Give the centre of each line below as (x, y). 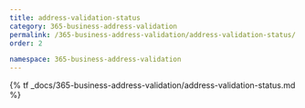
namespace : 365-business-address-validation (95, 60)
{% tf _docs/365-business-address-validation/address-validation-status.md (152, 85)
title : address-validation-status (75, 18)
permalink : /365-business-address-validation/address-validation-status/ (153, 34)
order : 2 (26, 43)
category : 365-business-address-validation (94, 26)
